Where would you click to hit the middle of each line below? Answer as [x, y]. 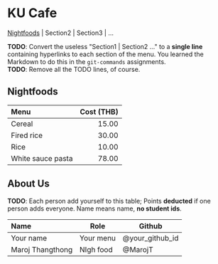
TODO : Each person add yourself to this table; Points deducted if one [109, 201]
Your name [29, 238]
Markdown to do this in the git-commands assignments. [87, 61]
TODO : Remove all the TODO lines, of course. [74, 69]
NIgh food [96, 249]
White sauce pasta [42, 158]
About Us [28, 184]
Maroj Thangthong [42, 249]
